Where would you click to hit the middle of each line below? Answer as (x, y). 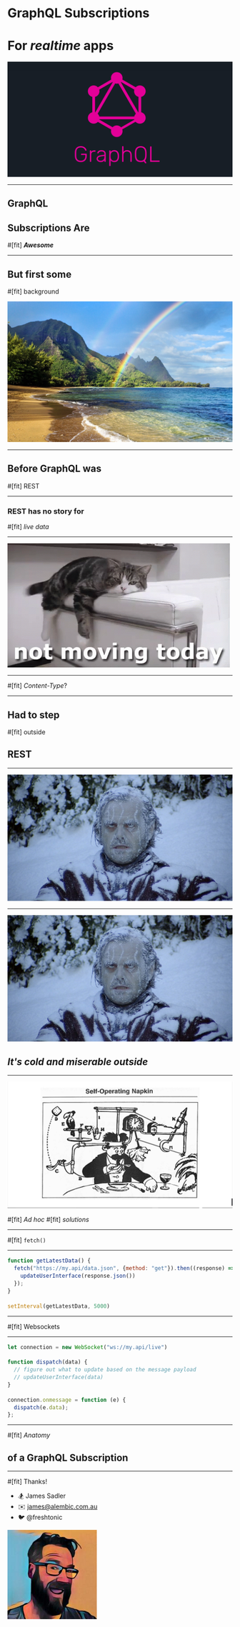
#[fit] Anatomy (29, 1435)
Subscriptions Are (49, 227)
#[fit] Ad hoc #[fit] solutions (48, 1220)
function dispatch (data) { (47, 1362)
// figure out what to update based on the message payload (105, 1370)
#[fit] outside (26, 732)
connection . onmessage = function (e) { (67, 1400)
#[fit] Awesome (31, 245)
